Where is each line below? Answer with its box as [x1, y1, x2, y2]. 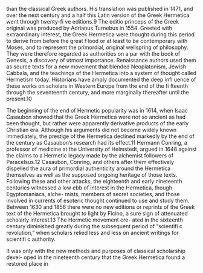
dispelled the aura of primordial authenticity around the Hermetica [6, 165, 171, 172]
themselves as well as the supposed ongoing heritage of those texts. [6, 171, 178, 178]
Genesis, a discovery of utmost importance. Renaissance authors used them [6, 57, 196, 64]
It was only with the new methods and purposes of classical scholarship [6, 248, 186, 254]
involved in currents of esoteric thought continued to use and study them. [6, 197, 190, 204]
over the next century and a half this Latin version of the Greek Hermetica [6, 12, 190, 19]
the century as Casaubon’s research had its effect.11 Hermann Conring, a [6, 139, 187, 146]
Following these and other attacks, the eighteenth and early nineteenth [6, 178, 182, 185]
